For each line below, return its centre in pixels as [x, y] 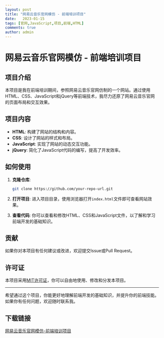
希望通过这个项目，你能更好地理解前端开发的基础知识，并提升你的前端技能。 [82, 295]
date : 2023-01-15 [25, 19]
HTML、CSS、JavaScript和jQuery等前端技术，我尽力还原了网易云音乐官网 [80, 96]
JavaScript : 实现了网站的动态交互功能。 [52, 144]
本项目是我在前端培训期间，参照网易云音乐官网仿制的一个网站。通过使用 [78, 90]
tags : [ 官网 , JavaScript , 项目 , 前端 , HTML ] [44, 23]
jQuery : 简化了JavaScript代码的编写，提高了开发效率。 [68, 150]
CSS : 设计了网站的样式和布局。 [43, 138]
